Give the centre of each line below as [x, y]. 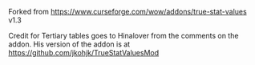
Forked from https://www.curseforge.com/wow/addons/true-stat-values [127, 12]
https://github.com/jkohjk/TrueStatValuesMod [84, 53]
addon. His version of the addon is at [69, 44]
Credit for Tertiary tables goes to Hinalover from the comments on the [123, 36]
